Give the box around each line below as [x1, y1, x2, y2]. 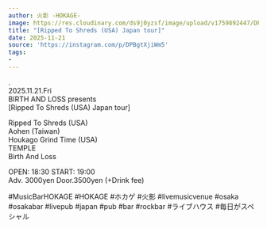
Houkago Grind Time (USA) [8, 135, 98, 144]
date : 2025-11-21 [8, 33, 66, 42]
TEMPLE [8, 143, 37, 153]
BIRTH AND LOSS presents [8, 94, 97, 104]
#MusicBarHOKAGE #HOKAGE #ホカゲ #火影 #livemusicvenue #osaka [8, 192, 239, 201]
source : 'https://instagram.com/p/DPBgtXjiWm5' [8, 41, 169, 49]
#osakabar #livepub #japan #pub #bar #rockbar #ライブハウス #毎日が [8, 201, 241, 211]
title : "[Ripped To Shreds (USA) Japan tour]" [8, 26, 165, 34]
